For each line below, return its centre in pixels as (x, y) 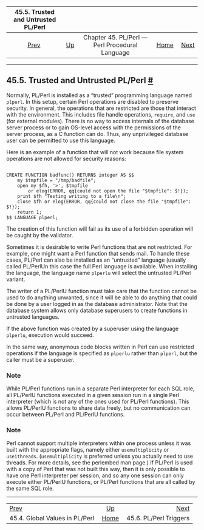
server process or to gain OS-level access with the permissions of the (93, 127)
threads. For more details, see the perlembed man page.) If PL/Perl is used (100, 463)
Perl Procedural (115, 45)
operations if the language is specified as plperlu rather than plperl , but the (102, 353)
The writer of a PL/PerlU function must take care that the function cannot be (102, 291)
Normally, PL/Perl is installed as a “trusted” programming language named (99, 95)
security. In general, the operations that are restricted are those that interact (101, 108)
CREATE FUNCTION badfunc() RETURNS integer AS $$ (70, 175)
